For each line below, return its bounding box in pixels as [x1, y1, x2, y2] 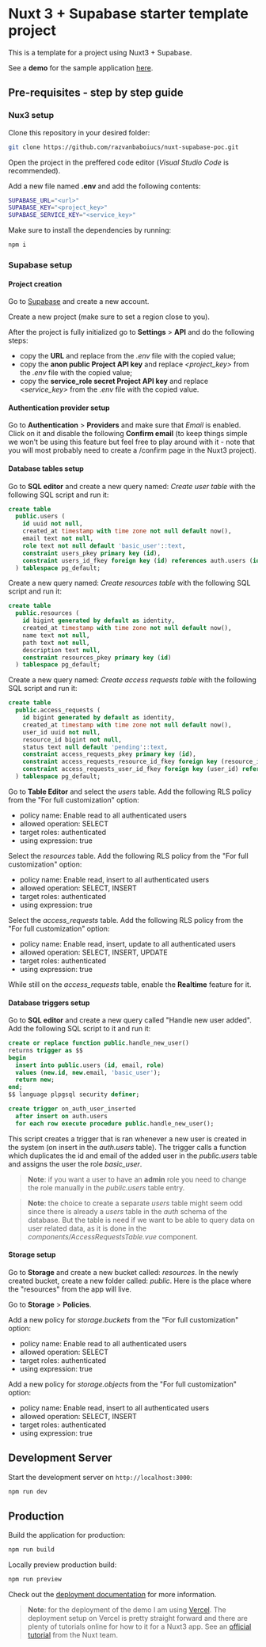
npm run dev [8, 1487, 47, 1496]
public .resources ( [15, 609, 80, 617]
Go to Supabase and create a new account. [8, 297, 150, 306]
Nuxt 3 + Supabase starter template [8, 5, 249, 23]
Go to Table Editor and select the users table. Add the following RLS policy [8, 787, 252, 796]
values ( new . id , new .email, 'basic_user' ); [15, 1068, 161, 1076]
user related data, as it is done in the [27, 1224, 147, 1233]
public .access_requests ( [15, 706, 101, 715]
